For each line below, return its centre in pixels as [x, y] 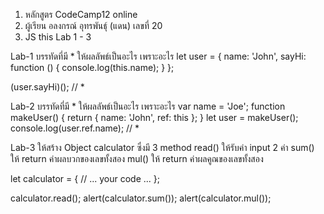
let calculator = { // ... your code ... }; [85, 178]
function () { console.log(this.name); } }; [92, 67]
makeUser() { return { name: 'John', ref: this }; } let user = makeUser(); [154, 117]
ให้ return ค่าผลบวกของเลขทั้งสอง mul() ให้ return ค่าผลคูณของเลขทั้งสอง [137, 158]
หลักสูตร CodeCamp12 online [81, 14]
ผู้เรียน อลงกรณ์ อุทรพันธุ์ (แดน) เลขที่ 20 [93, 25]
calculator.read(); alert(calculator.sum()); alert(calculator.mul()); [141, 198]
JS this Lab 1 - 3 [58, 37]
